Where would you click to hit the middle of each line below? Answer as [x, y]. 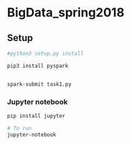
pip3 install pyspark [38, 66]
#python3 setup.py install [45, 53]
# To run [19, 128]
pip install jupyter [37, 116]
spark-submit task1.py [39, 84]
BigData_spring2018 [66, 13]
